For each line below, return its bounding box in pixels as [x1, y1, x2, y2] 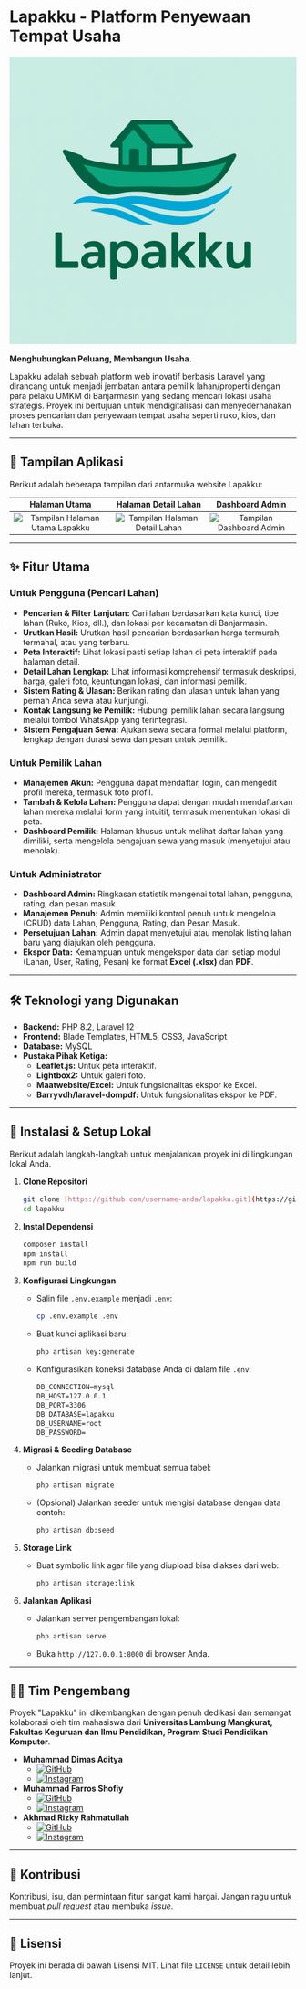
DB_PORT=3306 [36, 1401, 87, 1410]
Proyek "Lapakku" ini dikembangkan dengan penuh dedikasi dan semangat [9, 1707, 291, 1718]
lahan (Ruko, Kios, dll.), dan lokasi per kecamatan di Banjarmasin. [22, 617, 268, 628]
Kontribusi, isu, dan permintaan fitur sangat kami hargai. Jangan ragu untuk [9, 1891, 292, 1902]
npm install [22, 1249, 68, 1259]
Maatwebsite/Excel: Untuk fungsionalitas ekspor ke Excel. [36, 1080, 258, 1091]
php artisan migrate [36, 1481, 115, 1490]
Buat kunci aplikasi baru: [36, 1328, 129, 1339]
